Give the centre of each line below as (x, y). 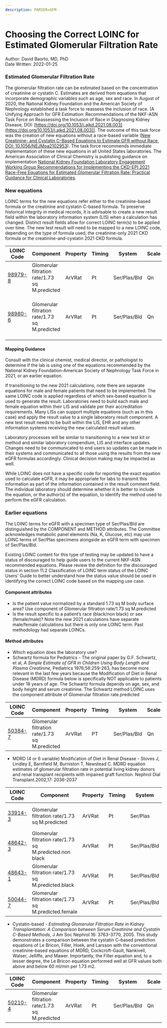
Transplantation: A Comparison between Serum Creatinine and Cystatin (86, 929)
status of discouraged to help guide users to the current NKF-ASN (73, 560)
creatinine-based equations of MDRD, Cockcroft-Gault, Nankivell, (79, 950)
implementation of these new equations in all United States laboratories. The (83, 151)
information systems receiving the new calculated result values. (70, 428)
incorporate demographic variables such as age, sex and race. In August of (82, 98)
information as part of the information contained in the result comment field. (83, 484)
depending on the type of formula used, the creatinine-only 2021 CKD (77, 233)
